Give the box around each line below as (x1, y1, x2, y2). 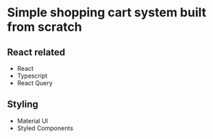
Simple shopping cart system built (7, 5, 207, 20)
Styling (7, 99, 39, 110)
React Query (16, 79, 53, 87)
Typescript (16, 72, 48, 80)
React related (7, 46, 66, 58)
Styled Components (16, 124, 74, 132)
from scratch (7, 19, 82, 35)
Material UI (16, 117, 49, 125)
